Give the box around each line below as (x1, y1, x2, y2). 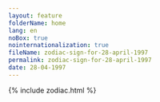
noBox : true (8, 33, 48, 42)
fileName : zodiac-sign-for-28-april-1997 (8, 49, 149, 57)
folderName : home (8, 19, 66, 27)
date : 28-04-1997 (8, 64, 66, 72)
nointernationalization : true (8, 41, 110, 49)
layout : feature (8, 11, 62, 20)
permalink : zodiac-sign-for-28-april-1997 (8, 57, 152, 65)
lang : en (8, 26, 38, 34)
